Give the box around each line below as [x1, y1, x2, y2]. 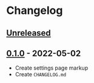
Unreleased [6, 28, 52, 38]
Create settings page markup [15, 64, 89, 71]
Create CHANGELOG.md [15, 71, 67, 78]
